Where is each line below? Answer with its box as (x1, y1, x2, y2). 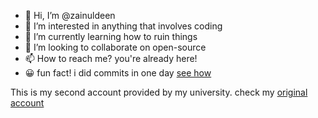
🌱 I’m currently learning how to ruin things (24, 31, 198, 42)
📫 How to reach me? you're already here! (24, 53, 198, 64)
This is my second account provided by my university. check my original (10, 86, 308, 98)
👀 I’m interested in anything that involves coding (24, 20, 223, 32)
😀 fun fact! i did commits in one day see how (24, 67, 212, 79)
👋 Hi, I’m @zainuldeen (24, 10, 116, 21)
